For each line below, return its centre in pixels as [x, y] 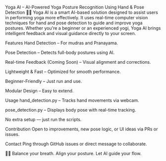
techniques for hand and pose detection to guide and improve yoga [74, 23]
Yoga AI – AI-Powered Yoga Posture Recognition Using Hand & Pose [75, 7]
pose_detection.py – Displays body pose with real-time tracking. [71, 110]
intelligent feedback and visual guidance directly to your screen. [71, 33]
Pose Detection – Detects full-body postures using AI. [60, 52]
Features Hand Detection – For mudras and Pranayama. [62, 43]
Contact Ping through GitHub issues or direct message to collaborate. [76, 144]
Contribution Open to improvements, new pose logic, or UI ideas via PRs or [82, 129]
